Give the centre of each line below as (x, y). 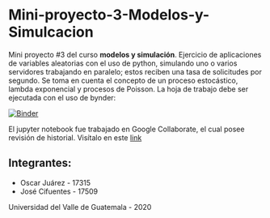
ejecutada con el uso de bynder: (62, 97)
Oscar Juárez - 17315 (55, 182)
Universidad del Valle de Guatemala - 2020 (80, 207)
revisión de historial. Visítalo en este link (75, 137)
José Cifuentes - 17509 (59, 191)
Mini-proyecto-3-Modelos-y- (109, 15)
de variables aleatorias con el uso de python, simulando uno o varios (123, 63)
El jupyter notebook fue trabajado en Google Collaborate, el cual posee (127, 129)
